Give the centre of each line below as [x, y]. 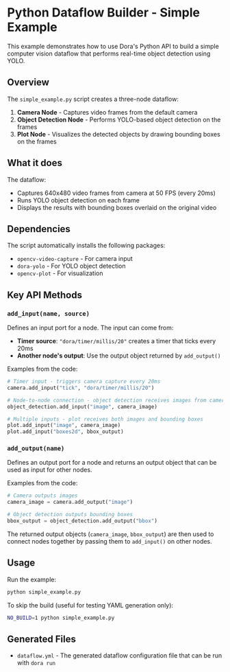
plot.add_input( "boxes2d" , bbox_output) [66, 432]
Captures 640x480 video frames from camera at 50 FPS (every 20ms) [116, 193]
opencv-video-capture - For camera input [75, 259]
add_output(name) [36, 449]
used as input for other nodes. [50, 470]
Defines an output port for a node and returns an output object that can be [112, 463]
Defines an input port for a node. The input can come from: [90, 328]
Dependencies [39, 229]
